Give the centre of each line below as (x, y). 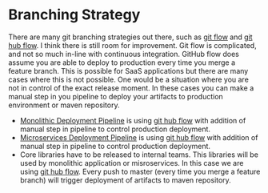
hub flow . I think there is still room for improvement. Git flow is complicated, (133, 45)
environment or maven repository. (64, 105)
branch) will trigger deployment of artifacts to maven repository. (126, 180)
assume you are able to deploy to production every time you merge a (122, 62)
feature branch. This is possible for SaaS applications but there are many (128, 70)
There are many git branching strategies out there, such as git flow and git (130, 37)
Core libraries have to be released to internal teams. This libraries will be (139, 155)
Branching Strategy (74, 15)
